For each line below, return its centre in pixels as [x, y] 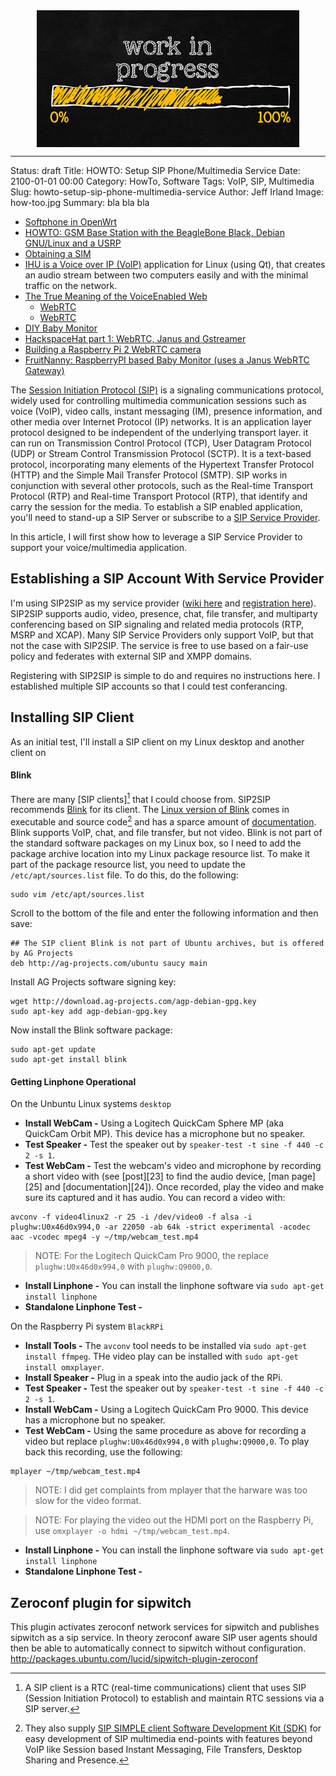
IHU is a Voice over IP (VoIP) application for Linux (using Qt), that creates [175, 264]
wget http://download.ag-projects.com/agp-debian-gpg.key [133, 1002]
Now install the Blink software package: [91, 1030]
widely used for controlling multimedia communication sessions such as [158, 400]
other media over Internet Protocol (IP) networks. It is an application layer [161, 422]
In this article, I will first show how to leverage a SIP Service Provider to [156, 537]
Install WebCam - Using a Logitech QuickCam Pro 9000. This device [166, 1410]
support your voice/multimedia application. [99, 547]
